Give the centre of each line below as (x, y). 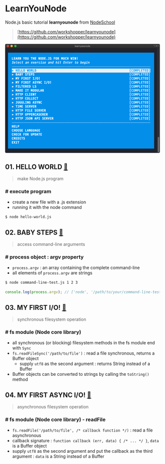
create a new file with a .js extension (49, 202)
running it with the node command (47, 207)
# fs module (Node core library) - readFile (55, 419)
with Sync (22, 348)
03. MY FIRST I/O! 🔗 (36, 308)
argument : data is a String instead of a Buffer (58, 457)
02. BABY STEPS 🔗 (34, 232)
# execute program (28, 192)
